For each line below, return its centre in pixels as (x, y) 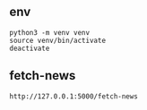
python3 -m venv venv (50, 32)
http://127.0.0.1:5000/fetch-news (74, 96)
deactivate (30, 48)
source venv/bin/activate (57, 40)
